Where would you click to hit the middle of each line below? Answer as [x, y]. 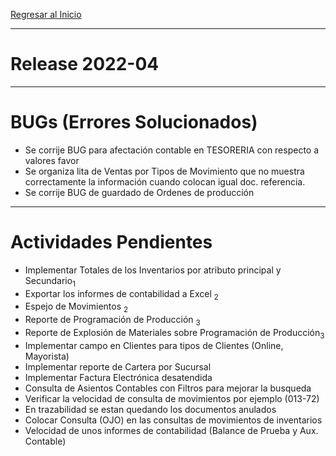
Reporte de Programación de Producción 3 [112, 321]
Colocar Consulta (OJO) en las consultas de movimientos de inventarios [173, 420]
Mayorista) [47, 356]
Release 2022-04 [85, 64]
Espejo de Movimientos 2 [76, 307]
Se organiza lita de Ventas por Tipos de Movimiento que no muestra [164, 171]
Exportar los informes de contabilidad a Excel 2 [121, 294]
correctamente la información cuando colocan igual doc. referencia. [165, 181]
